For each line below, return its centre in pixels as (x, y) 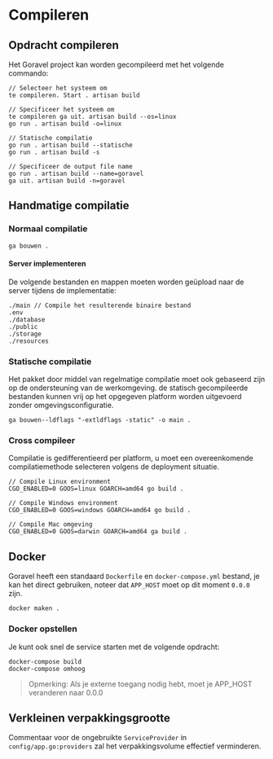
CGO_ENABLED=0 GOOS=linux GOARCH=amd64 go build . (96, 489)
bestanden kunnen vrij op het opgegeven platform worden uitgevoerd (125, 397)
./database (27, 319)
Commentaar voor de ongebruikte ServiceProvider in (98, 738)
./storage (25, 334)
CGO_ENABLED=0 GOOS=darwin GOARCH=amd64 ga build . (98, 532)
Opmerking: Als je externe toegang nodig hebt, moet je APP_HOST (140, 684)
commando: (29, 73)
